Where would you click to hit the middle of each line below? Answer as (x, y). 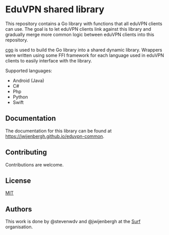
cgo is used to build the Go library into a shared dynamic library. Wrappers (84, 50)
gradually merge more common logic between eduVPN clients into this (80, 34)
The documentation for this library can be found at (58, 131)
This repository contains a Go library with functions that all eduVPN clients (84, 24)
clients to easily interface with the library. (49, 60)
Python (20, 97)
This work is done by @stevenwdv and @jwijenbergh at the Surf (73, 222)
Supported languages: (29, 71)
